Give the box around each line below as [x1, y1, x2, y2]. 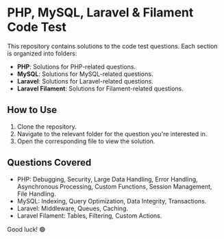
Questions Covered [7, 157, 92, 168]
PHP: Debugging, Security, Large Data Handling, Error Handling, [16, 175, 198, 183]
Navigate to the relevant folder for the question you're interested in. [16, 129, 208, 138]
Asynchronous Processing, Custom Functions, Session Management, [16, 182, 212, 190]
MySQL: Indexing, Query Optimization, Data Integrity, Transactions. [16, 197, 207, 205]
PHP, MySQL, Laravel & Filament [7, 5, 194, 21]
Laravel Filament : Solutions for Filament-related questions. [16, 84, 184, 92]
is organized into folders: [7, 49, 77, 58]
